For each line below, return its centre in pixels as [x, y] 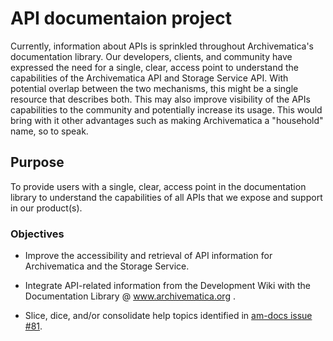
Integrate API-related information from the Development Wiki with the [168, 286]
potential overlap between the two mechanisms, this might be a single [154, 88]
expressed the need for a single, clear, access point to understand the [154, 67]
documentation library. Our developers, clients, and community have [151, 56]
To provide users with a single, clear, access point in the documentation [158, 186]
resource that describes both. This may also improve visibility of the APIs [160, 99]
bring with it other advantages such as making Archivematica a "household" [167, 120]
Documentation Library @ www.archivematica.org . [130, 296]
